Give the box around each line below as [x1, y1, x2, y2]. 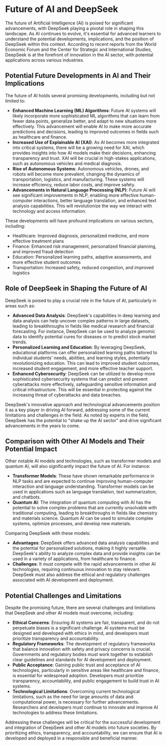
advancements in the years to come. [5, 423, 80, 429]
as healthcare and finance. [12, 134, 67, 140]
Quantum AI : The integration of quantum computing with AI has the [12, 499, 151, 505]
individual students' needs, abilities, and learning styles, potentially [12, 355, 151, 361]
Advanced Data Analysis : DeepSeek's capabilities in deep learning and [12, 312, 161, 318]
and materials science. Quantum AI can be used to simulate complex [12, 515, 154, 521]
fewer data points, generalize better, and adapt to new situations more [12, 118, 157, 124]
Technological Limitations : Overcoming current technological [12, 689, 140, 695]
